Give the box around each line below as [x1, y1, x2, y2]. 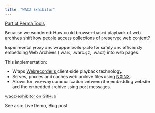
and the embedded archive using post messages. [12, 83, 111, 90]
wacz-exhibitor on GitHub [5, 93, 57, 99]
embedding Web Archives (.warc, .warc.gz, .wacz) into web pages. [5, 49, 139, 55]
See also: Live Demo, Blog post [5, 102, 68, 108]
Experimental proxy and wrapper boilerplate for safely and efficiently [5, 44, 143, 50]
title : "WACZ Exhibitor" [5, 7, 55, 12]
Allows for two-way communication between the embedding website [12, 79, 150, 84]
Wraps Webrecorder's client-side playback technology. [12, 68, 123, 74]
